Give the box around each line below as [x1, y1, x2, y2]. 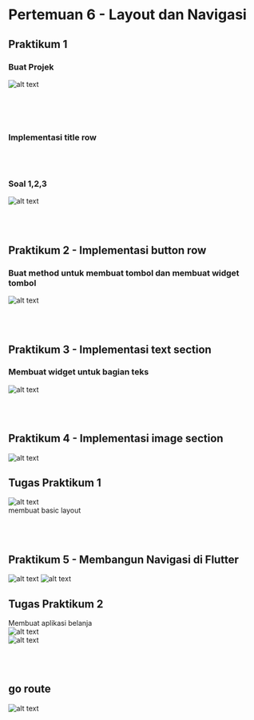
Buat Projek [8, 61, 54, 73]
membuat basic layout [8, 505, 81, 516]
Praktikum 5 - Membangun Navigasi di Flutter [8, 552, 240, 566]
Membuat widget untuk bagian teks [8, 366, 149, 378]
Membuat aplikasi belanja [8, 619, 93, 628]
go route [8, 682, 52, 696]
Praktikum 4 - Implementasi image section [8, 432, 224, 445]
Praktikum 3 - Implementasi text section [8, 342, 212, 356]
